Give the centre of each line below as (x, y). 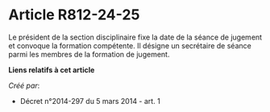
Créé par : (24, 85)
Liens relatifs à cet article (52, 69)
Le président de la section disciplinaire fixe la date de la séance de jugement (135, 37)
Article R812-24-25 (74, 15)
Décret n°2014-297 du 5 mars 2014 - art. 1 (90, 101)
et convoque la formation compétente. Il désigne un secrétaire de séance (130, 45)
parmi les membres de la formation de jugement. (89, 54)
